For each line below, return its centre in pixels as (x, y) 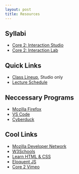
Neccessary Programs (39, 97)
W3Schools (24, 151)
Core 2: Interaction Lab (35, 50)
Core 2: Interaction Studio (38, 45)
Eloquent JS (24, 161)
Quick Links (23, 65)
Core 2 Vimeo (26, 167)
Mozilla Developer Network (39, 146)
